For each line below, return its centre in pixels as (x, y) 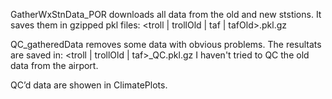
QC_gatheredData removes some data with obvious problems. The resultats (166, 44)
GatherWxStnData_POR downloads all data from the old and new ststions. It (166, 14)
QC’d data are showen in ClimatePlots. (89, 85)
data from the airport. (54, 65)
